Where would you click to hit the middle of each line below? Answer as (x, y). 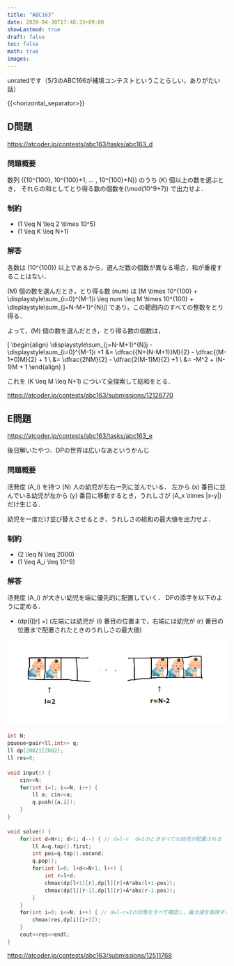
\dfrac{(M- (211, 352)
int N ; (17, 736)
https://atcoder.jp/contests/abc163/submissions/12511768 (90, 955)
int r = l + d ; (60, 876)
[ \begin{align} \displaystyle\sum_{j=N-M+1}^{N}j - (80, 345)
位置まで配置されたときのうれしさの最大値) (79, 630)
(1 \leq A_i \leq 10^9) (46, 561)
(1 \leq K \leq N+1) (43, 232)
